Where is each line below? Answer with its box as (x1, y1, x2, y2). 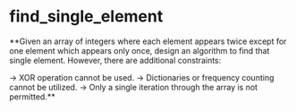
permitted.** (9, 91, 55, 102)
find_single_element (9, 6, 164, 27)
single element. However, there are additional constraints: (9, 55, 222, 65)
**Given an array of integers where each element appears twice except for (9, 36, 287, 47)
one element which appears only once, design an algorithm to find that (9, 45, 270, 55)
